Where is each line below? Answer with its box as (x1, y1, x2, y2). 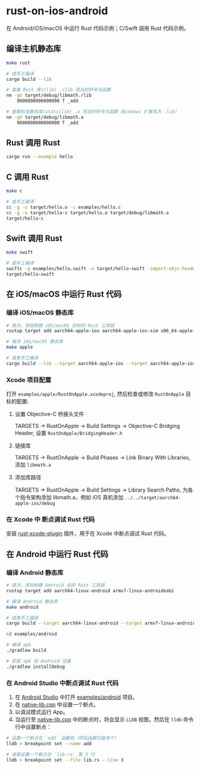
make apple (6, 344, 33, 351)
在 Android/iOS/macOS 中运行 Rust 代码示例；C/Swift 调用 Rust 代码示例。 (6, 24, 189, 32)
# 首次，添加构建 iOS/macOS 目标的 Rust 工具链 (6, 323, 115, 329)
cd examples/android (6, 631, 58, 637)
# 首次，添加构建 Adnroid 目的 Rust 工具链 (6, 582, 105, 589)
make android (6, 604, 39, 610)
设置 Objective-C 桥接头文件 (14, 411, 85, 418)
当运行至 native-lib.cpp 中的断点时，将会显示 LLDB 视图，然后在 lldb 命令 (14, 715, 194, 723)
